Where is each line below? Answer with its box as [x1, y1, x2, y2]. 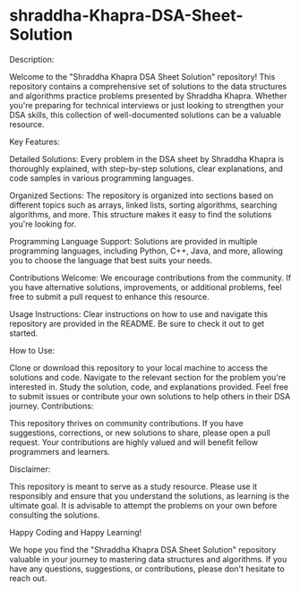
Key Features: [9, 136, 60, 147]
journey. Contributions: [9, 400, 94, 411]
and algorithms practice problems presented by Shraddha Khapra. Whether [9, 90, 287, 101]
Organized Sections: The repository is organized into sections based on [9, 190, 274, 201]
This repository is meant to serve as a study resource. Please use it [9, 481, 258, 492]
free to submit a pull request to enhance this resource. [9, 291, 210, 302]
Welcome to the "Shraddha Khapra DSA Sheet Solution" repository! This [9, 71, 276, 81]
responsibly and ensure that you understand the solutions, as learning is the [9, 490, 289, 501]
